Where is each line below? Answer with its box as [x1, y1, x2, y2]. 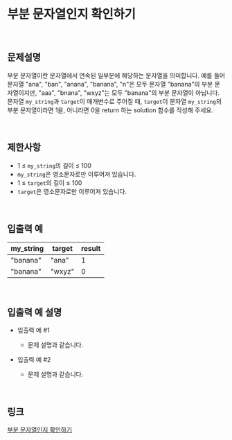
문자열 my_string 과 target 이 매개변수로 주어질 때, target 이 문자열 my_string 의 [7, 97, 222, 105]
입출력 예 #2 [17, 355, 51, 364]
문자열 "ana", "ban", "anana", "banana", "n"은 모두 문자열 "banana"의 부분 [7, 80, 213, 88]
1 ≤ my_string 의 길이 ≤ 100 [17, 161, 92, 170]
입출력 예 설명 [7, 306, 62, 318]
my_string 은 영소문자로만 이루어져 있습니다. [17, 170, 136, 178]
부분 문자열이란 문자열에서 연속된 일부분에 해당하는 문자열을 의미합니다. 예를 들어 [7, 71, 226, 80]
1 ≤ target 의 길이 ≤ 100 [17, 178, 82, 187]
